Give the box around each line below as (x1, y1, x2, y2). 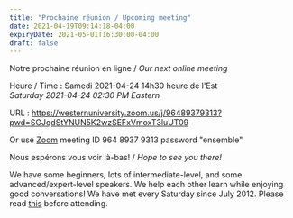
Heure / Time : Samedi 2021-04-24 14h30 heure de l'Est (9, 80, 218, 91)
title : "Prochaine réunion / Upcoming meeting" (9, 13, 192, 23)
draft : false (9, 38, 59, 48)
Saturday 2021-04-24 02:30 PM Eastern (9, 90, 160, 101)
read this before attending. (9, 198, 108, 209)
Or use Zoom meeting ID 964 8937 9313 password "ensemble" (9, 134, 243, 145)
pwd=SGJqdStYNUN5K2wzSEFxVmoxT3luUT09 (9, 117, 189, 128)
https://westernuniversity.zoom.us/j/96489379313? (31, 107, 223, 118)
